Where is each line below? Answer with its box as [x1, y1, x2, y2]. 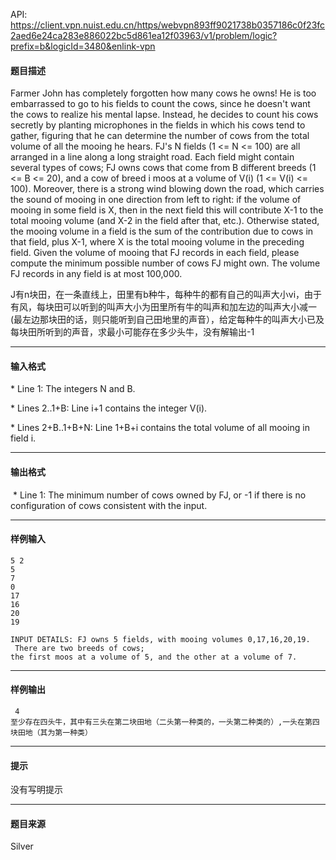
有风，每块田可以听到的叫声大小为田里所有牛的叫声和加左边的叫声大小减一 [10, 301, 317, 313]
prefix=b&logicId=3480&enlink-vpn [10, 40, 156, 52]
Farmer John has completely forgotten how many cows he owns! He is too [10, 87, 317, 99]
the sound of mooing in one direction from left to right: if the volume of [10, 194, 302, 206]
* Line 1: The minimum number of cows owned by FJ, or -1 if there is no [12, 489, 307, 501]
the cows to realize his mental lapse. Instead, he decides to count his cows [10, 109, 319, 121]
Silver [10, 840, 34, 853]
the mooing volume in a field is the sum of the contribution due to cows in [10, 225, 314, 238]
